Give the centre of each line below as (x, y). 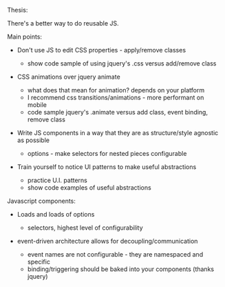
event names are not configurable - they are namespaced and (115, 254)
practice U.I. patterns (57, 180)
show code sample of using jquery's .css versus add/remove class (122, 63)
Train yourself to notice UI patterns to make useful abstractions (107, 167)
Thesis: (18, 10)
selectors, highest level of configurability (85, 228)
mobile (37, 105)
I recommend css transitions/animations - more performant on (116, 97)
